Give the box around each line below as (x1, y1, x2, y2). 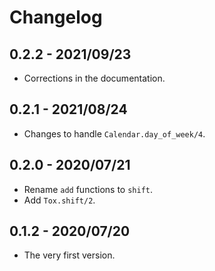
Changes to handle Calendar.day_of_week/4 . (23, 127, 206, 140)
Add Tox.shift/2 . (23, 194, 96, 206)
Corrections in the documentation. (23, 72, 166, 84)
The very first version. (23, 249, 116, 261)
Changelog (9, 6, 103, 29)
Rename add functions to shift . (23, 183, 153, 195)
